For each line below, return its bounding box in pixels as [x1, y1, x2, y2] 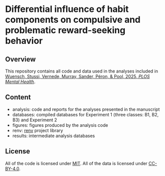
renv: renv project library [12, 127, 63, 133]
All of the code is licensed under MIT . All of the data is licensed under [5, 160, 148, 166]
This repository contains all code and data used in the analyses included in [5, 68, 158, 74]
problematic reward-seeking [5, 25, 126, 36]
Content [5, 93, 31, 101]
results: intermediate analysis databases [12, 133, 95, 139]
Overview [5, 55, 36, 63]
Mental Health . [5, 79, 36, 85]
